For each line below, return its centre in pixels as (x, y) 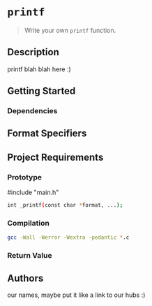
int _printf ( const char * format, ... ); (65, 205)
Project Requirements (55, 157)
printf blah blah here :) (39, 69)
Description (33, 52)
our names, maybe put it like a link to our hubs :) (76, 295)
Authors (25, 278)
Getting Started (41, 91)
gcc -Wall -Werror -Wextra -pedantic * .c (68, 238)
